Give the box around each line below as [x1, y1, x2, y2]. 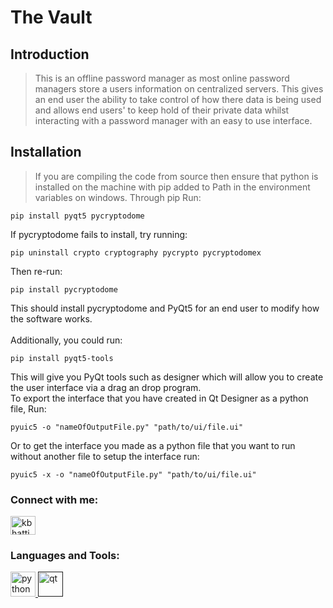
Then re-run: [10, 265, 63, 277]
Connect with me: [10, 492, 99, 506]
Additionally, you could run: [10, 334, 123, 346]
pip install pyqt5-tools [10, 353, 114, 363]
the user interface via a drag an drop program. [10, 381, 202, 393]
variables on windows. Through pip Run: [34, 191, 202, 203]
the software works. [10, 312, 93, 325]
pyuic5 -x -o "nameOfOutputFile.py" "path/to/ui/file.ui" [10, 469, 257, 480]
